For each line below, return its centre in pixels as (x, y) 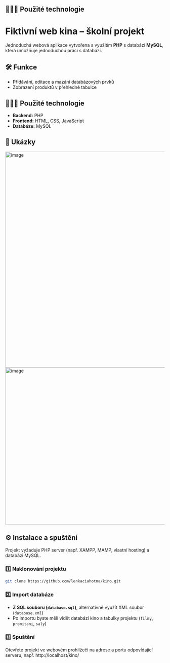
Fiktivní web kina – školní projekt (75, 31)
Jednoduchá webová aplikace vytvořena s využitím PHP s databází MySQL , (84, 45)
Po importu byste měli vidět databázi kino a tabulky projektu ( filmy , (83, 618)
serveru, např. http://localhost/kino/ (42, 655)
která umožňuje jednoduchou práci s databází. (54, 51)
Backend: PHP (28, 115)
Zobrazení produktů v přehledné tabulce (55, 87)
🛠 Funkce (21, 67)
